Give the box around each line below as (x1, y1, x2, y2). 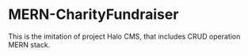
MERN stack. (8, 39, 51, 49)
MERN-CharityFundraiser (8, 6, 179, 24)
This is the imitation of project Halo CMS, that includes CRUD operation (8, 32, 241, 41)
